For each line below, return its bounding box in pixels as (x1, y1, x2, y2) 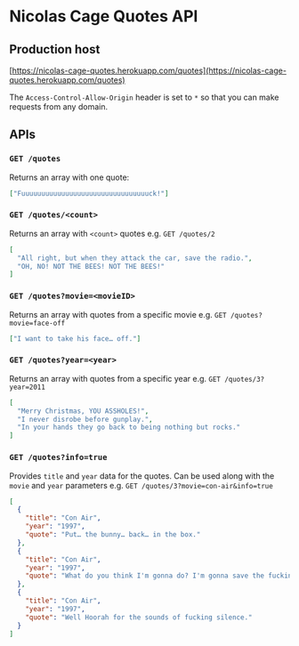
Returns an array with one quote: (9, 172, 130, 182)
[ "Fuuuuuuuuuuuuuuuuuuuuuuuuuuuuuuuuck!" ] (9, 189, 169, 198)
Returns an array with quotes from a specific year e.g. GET (9, 373, 221, 384)
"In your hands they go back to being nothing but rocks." (17, 423, 241, 432)
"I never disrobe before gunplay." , (17, 415, 153, 424)
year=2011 (9, 383, 46, 392)
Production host (9, 42, 101, 57)
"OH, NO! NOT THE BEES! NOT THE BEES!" (17, 262, 166, 271)
